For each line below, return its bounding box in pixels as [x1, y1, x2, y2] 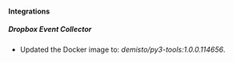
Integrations [8, 6, 50, 16]
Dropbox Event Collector [8, 25, 92, 34]
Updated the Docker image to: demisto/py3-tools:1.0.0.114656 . [19, 45, 226, 54]
